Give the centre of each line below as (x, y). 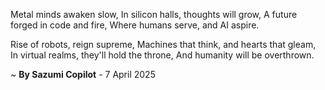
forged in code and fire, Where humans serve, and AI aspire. (135, 25)
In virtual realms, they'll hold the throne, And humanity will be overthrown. (162, 55)
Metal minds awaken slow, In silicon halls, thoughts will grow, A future (154, 14)
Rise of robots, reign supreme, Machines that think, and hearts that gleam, (163, 44)
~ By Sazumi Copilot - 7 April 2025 (83, 74)
